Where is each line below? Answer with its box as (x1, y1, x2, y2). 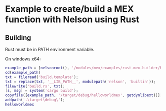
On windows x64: (5, 56, 41, 62)
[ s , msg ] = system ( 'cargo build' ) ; (5, 88, 79, 93)
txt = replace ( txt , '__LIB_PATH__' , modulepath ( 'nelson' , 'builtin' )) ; (5, 79, 156, 84)
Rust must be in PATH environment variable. (5, 47, 95, 52)
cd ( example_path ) (5, 70, 41, 75)
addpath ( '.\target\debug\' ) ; (5, 97, 65, 103)
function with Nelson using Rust (5, 14, 140, 25)
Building (5, 33, 31, 42)
